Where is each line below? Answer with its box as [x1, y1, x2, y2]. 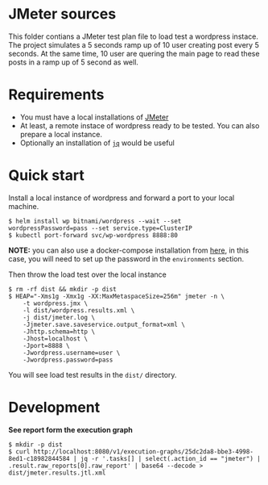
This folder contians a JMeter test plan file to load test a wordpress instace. [8, 31, 259, 41]
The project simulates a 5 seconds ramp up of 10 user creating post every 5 [8, 40, 259, 49]
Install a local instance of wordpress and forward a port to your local [8, 193, 235, 203]
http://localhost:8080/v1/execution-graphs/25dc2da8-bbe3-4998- [33, 447, 254, 456]
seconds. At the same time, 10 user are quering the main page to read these [8, 48, 260, 58]
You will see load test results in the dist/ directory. [8, 370, 177, 379]
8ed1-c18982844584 [8, 454, 70, 462]
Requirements [8, 86, 105, 104]
